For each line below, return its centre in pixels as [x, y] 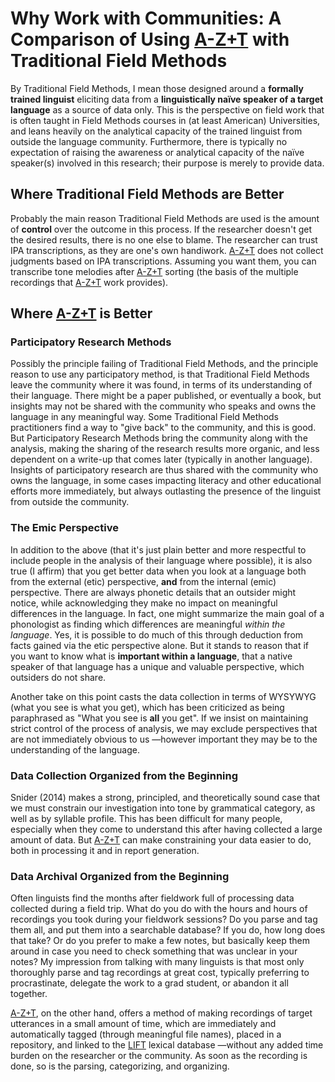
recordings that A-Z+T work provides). [89, 282]
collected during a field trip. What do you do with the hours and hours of [159, 909]
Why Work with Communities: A [146, 18]
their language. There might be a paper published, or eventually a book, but [166, 396]
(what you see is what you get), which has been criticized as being [147, 707]
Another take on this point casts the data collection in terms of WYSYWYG [163, 696]
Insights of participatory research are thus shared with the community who [164, 470]
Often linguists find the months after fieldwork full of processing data [152, 898]
